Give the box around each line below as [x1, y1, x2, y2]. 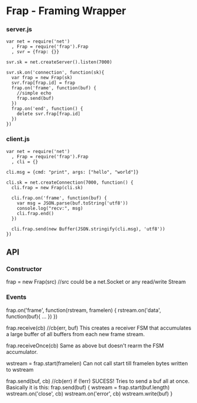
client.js [6, 135, 30, 143]
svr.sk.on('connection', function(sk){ [6, 70, 105, 76]
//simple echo [17, 90, 51, 96]
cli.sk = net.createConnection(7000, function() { [6, 179, 134, 186]
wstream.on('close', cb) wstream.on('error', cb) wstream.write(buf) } [6, 390, 173, 397]
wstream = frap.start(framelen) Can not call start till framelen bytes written [6, 359, 188, 367]
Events [6, 293, 27, 301]
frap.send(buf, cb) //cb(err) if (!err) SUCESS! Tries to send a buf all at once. [6, 377, 190, 385]
